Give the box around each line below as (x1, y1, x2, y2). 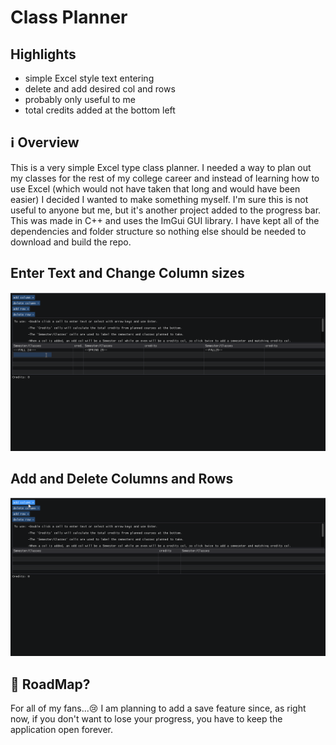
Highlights (10, 46, 77, 63)
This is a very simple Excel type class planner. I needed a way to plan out (10, 161, 312, 173)
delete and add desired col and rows (24, 83, 176, 95)
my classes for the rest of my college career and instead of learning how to (10, 172, 320, 184)
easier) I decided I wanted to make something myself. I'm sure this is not (10, 193, 309, 205)
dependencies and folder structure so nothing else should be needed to (10, 225, 307, 237)
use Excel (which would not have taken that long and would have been (10, 182, 301, 195)
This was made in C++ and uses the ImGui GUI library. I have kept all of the (10, 214, 320, 226)
